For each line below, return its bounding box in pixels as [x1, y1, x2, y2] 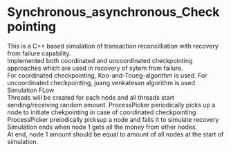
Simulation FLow [7, 86, 55, 94]
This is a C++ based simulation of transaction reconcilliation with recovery [7, 42, 219, 50]
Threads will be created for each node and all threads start [7, 93, 175, 101]
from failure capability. [7, 49, 71, 57]
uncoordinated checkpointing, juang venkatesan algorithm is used [7, 78, 196, 87]
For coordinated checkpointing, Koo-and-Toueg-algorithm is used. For [7, 71, 207, 80]
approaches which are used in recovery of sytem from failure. [7, 64, 183, 72]
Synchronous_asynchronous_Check [7, 4, 220, 20]
